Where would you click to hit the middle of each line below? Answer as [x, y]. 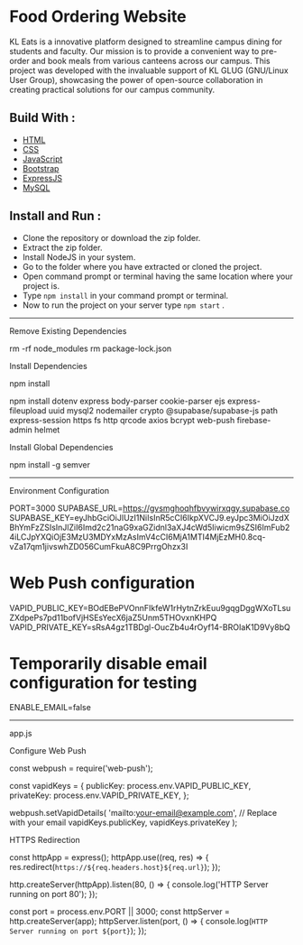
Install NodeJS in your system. [79, 257]
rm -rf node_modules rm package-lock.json [91, 348]
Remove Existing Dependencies [68, 330]
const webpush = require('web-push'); [81, 768]
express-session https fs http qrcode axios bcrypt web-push [122, 420]
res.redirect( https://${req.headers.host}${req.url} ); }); [115, 867]
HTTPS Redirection [45, 840]
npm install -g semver [50, 464]
